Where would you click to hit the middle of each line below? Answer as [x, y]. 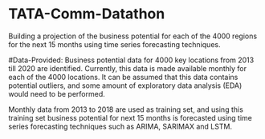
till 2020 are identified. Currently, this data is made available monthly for [128, 68]
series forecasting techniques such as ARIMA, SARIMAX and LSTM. [120, 126]
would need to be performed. [57, 93]
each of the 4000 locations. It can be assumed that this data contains [123, 77]
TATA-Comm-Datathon [87, 14]
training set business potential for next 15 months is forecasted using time [130, 117]
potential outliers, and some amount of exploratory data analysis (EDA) [125, 85]
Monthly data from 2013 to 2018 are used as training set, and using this [126, 109]
